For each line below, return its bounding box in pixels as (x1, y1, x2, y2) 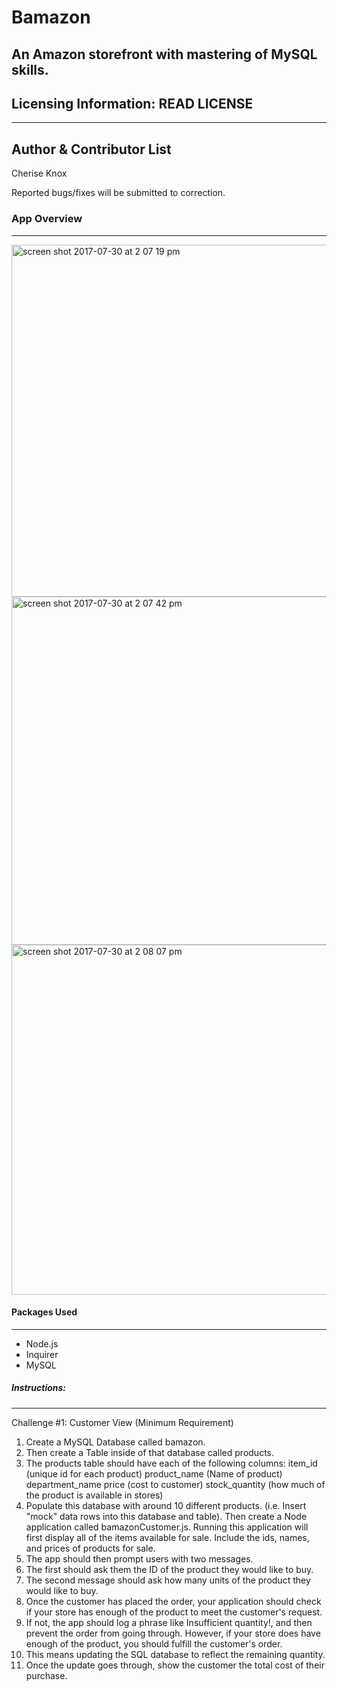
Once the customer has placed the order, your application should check (25, 1595, 322, 1607)
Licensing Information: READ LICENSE (11, 95, 254, 112)
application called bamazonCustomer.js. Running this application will (25, 1521, 309, 1533)
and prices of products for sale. (25, 1542, 156, 1554)
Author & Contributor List (11, 141, 172, 158)
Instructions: (11, 1382, 67, 1394)
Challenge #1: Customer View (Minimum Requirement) (11, 1416, 234, 1428)
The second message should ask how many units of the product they (25, 1574, 311, 1586)
